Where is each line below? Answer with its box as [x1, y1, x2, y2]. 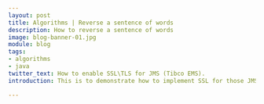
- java [8, 63, 30, 70]
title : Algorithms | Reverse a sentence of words [8, 19, 174, 27]
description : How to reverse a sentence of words [8, 26, 174, 34]
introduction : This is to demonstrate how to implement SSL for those [8, 77, 244, 84]
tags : [8, 48, 26, 56]
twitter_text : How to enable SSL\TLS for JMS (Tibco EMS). [8, 70, 206, 77]
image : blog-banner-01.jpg [8, 33, 97, 41]
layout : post [8, 11, 51, 20]
